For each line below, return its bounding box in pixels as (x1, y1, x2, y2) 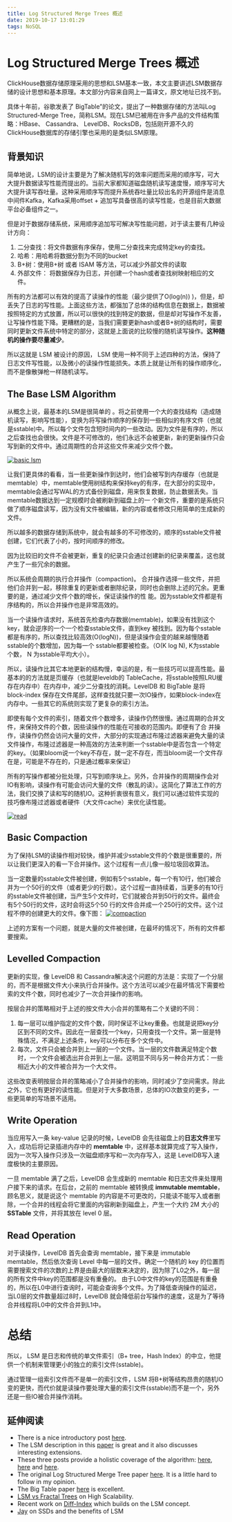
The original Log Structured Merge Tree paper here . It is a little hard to (17, 1470, 217, 1478)
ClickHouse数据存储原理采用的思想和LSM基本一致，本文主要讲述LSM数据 (7, 79, 217, 87)
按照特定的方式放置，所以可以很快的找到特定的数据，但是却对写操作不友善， (7, 309, 225, 318)
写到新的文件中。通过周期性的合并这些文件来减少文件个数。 (7, 442, 177, 450)
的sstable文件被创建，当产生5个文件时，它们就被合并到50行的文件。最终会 (7, 891, 220, 900)
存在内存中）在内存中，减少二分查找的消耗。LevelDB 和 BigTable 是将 (7, 682, 206, 690)
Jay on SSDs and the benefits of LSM (17, 1507, 124, 1515)
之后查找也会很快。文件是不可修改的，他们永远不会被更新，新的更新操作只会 (7, 433, 225, 442)
